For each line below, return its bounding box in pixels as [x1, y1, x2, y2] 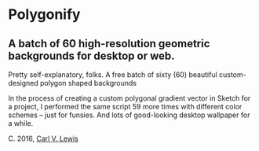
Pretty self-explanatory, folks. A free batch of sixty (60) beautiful [8, 70, 217, 79]
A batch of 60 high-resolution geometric [8, 37, 210, 50]
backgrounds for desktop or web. [8, 49, 175, 62]
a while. [8, 119, 34, 127]
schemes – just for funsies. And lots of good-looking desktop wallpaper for [8, 110, 250, 120]
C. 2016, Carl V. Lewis [8, 134, 78, 143]
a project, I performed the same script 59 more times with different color [8, 102, 243, 111]
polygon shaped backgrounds [40, 79, 137, 87]
